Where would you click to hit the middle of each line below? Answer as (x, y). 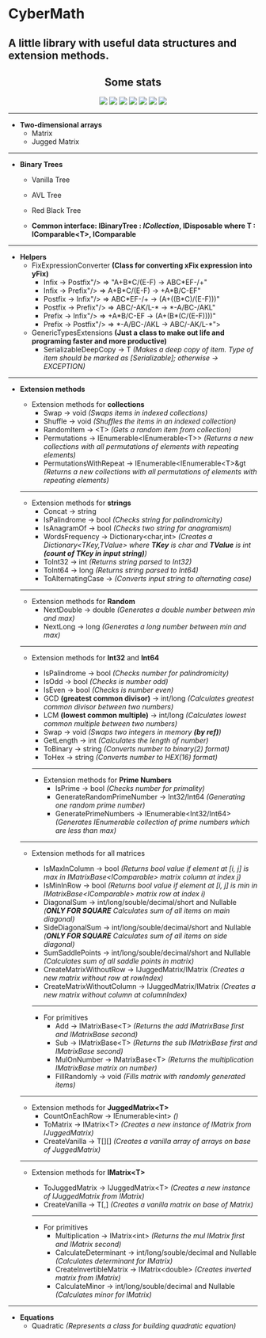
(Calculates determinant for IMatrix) (114, 1261)
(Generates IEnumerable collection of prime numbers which (152, 822)
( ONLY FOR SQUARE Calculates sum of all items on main (137, 910)
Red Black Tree (56, 211)
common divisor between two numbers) (108, 707)
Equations (37, 1317)
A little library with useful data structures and (123, 43)
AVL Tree (46, 196)
